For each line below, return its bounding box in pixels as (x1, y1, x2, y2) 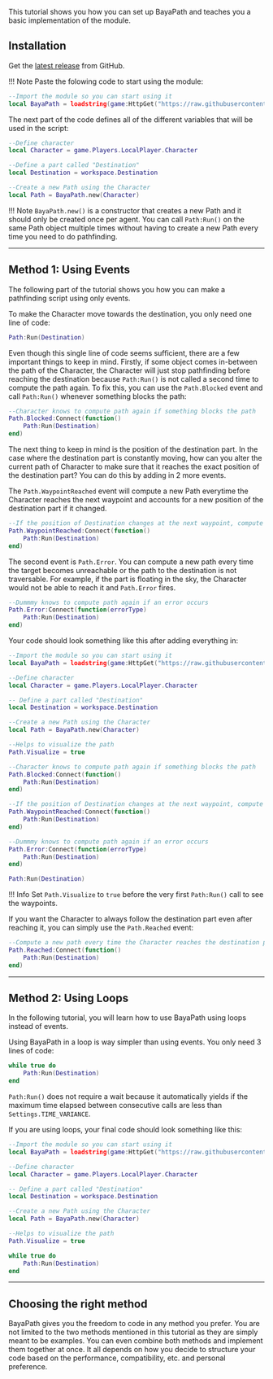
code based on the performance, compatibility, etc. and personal (8, 1353, 226, 1363)
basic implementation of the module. (8, 15, 132, 25)
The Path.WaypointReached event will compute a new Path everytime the (8, 486, 249, 496)
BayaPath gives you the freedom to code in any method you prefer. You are (8, 1319, 260, 1329)
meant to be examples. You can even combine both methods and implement (8, 1336, 263, 1346)
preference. (8, 1362, 48, 1372)
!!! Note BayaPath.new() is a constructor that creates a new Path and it (8, 205, 242, 215)
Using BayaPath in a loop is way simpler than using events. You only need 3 (8, 1037, 262, 1047)
